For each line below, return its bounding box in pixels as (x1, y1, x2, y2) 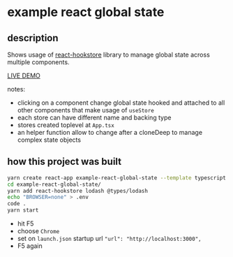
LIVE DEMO (7, 71, 40, 80)
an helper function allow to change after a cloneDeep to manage (17, 128, 203, 136)
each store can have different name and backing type (17, 113, 172, 122)
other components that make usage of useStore (17, 106, 155, 114)
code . (7, 200, 27, 207)
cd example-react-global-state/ (7, 181, 101, 188)
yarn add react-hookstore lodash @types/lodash (7, 187, 149, 194)
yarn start (7, 207, 39, 214)
